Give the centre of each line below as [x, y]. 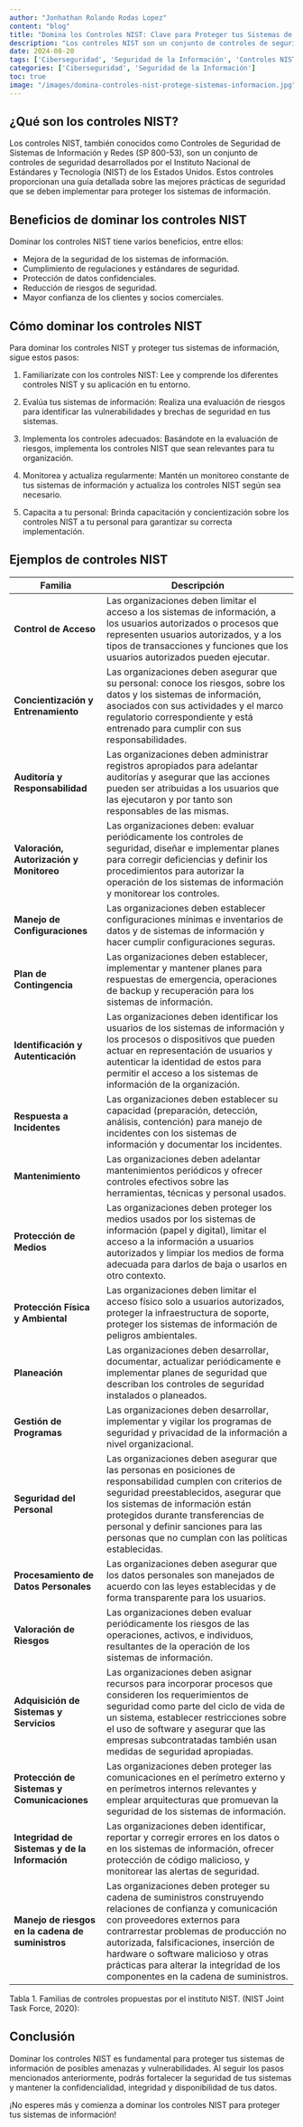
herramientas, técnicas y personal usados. [197, 1193]
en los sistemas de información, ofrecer [191, 1848]
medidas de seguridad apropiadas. [180, 1751]
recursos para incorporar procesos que [190, 1683]
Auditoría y [38, 777]
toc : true [28, 77]
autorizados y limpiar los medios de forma [195, 1253]
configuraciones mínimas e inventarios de [195, 919]
